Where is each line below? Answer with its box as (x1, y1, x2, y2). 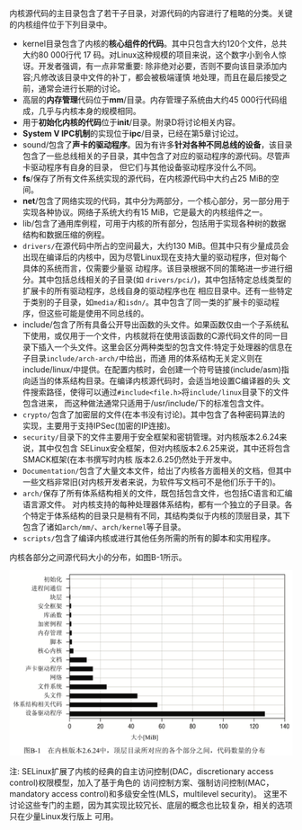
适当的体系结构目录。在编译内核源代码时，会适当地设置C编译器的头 (30, 376, 281, 386)
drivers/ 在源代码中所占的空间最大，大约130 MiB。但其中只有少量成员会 (22, 241, 289, 251)
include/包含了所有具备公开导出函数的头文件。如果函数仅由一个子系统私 (22, 319, 289, 330)
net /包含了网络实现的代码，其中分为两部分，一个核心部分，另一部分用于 (22, 196, 290, 206)
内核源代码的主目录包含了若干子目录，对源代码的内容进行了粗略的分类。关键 (9, 8, 293, 18)
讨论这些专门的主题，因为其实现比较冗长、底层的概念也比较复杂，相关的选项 (9, 799, 293, 810)
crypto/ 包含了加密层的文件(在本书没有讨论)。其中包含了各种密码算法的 (22, 409, 286, 420)
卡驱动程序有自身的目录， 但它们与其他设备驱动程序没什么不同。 (22, 162, 262, 173)
